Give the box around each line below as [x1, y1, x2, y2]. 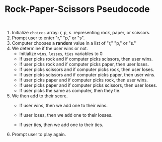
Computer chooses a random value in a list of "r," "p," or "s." [11, 40, 136, 46]
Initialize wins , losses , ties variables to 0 [19, 51, 103, 57]
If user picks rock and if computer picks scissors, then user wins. [19, 56, 153, 62]
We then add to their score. [11, 93, 68, 99]
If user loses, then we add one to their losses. [19, 112, 113, 118]
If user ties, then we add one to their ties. [19, 122, 104, 128]
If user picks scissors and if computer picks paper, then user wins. [19, 71, 156, 77]
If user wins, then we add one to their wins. [19, 102, 108, 108]
